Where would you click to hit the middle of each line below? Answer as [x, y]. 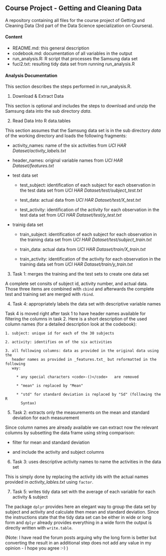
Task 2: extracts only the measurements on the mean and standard [81, 413]
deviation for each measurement [46, 418]
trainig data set [28, 225]
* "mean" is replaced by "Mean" [50, 386]
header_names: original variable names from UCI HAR [68, 160]
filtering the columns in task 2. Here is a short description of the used [76, 319]
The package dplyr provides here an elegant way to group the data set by [81, 507]
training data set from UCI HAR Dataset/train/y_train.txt [76, 265]
